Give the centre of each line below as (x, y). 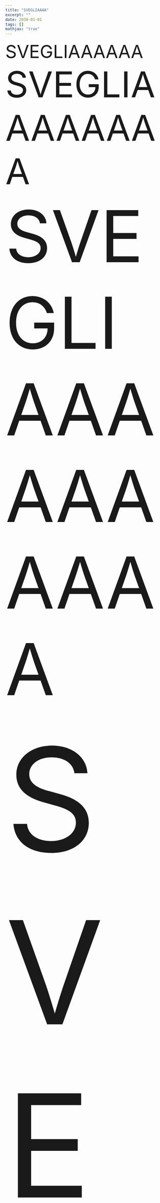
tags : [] (15, 24)
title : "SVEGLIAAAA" (27, 10)
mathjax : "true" (22, 29)
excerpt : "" (18, 15)
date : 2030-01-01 (24, 19)
